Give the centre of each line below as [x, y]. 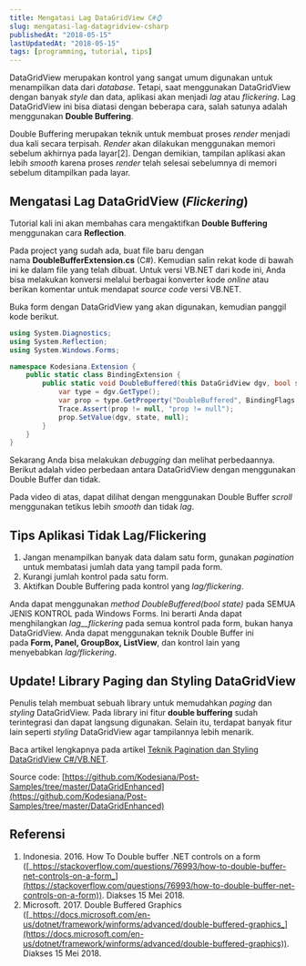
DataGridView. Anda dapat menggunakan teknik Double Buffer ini [132, 633]
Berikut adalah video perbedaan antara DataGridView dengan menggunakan [153, 470]
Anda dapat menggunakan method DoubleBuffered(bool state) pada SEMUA [153, 604]
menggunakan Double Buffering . [71, 117]
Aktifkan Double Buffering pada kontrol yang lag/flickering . [133, 586]
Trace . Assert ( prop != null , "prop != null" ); [146, 409]
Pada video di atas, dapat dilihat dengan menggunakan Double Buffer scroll [151, 497]
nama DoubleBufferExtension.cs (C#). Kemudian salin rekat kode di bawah [152, 259]
